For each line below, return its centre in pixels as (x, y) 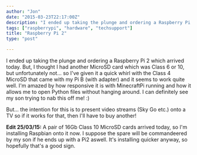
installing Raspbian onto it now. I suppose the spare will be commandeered (96, 133)
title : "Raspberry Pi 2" (36, 33)
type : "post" (22, 39)
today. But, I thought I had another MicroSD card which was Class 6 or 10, (95, 67)
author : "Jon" (24, 11)
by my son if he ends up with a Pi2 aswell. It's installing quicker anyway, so (97, 139)
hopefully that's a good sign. (41, 146)
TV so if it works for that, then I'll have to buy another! (71, 116)
